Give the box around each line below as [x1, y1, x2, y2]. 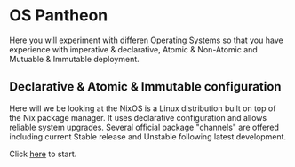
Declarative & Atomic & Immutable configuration [9, 79, 282, 94]
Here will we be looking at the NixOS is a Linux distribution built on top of [9, 103, 276, 114]
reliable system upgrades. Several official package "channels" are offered [9, 122, 280, 132]
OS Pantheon [9, 5, 108, 26]
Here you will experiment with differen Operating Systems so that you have [9, 35, 283, 45]
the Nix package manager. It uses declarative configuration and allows [9, 112, 267, 123]
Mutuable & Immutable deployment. [9, 53, 140, 64]
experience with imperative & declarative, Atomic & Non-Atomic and [9, 44, 258, 54]
